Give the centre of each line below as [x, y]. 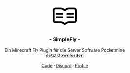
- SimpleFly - [65, 39]
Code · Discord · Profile [65, 66]
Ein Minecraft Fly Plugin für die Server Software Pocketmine [65, 50]
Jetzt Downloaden [65, 55]
